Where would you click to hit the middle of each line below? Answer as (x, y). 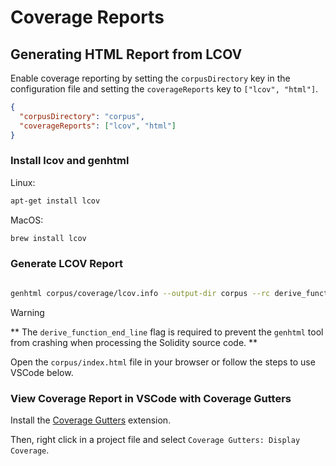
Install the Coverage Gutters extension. (91, 420)
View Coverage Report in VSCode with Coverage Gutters (151, 398)
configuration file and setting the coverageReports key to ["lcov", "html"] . (164, 89)
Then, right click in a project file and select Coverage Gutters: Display (155, 440)
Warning (27, 312)
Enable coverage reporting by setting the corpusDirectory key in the (150, 78)
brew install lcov (48, 238)
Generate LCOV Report (66, 264)
